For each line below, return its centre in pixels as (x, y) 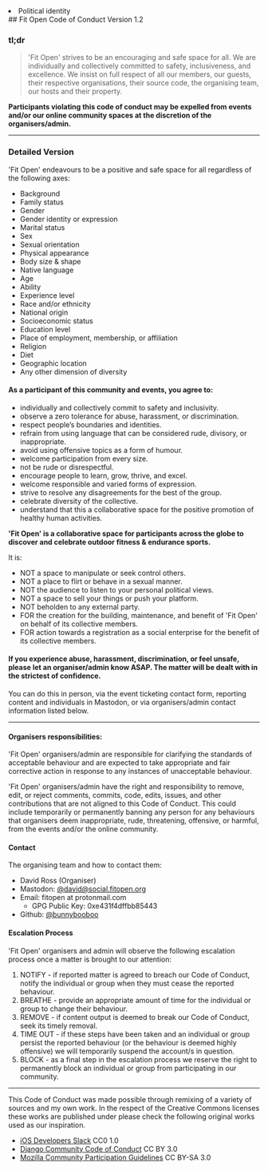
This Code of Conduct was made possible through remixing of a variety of (130, 1099)
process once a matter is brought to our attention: (90, 959)
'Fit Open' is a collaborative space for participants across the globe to (126, 533)
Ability (30, 287)
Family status (41, 202)
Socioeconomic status (56, 320)
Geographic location (53, 363)
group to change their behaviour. (74, 1009)
